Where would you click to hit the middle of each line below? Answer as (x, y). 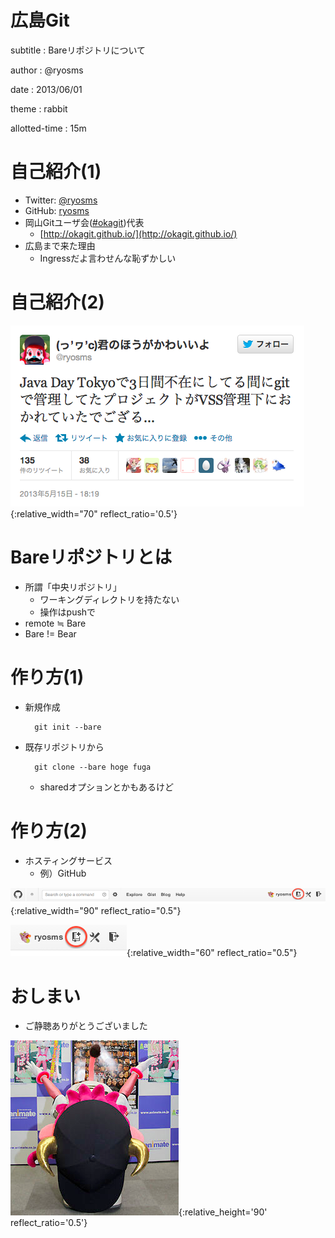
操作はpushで (68, 612)
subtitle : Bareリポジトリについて (78, 50)
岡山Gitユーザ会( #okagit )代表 (84, 222)
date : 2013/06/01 (46, 89)
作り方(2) (49, 830)
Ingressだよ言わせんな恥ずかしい (108, 258)
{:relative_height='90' (223, 1212)
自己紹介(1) (56, 172)
